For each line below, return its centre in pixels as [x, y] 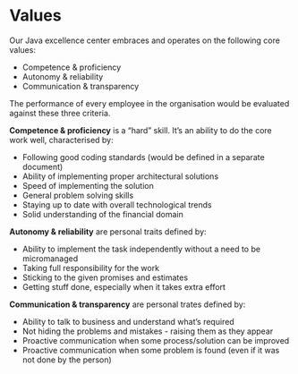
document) [43, 166]
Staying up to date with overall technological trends [117, 204]
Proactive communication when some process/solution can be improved [156, 340]
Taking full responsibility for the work [90, 268]
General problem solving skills [78, 195]
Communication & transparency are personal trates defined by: [128, 304]
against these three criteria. [60, 113]
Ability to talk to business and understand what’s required [128, 321]
